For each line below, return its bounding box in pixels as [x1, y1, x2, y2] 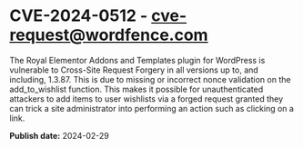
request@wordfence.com [9, 25, 208, 45]
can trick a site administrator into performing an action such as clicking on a [9, 103, 294, 113]
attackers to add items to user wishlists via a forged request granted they [9, 93, 284, 104]
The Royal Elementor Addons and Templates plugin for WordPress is [9, 54, 266, 65]
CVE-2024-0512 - [9, 5, 148, 26]
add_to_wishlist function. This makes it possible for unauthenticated [9, 84, 264, 94]
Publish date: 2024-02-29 [9, 130, 109, 141]
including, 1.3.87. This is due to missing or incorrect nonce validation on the [9, 74, 291, 84]
